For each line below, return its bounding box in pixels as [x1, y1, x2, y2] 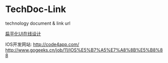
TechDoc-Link [5, 4, 66, 15]
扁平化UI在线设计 [5, 30, 42, 36]
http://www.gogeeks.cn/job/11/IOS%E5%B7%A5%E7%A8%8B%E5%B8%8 [5, 47, 163, 53]
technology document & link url [5, 20, 71, 26]
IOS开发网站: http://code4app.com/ [5, 41, 80, 47]
